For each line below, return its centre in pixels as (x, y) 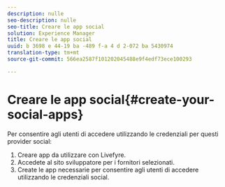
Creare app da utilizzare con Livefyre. (72, 155)
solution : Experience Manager (51, 33)
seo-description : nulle (42, 20)
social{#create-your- (152, 99)
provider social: (30, 141)
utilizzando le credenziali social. (63, 177)
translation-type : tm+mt (43, 53)
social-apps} (45, 114)
